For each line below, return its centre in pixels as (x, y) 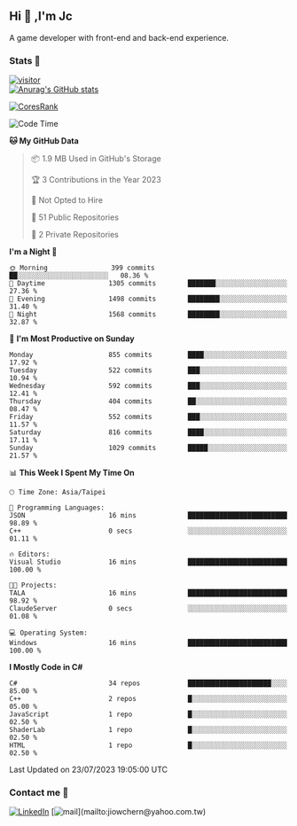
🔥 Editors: (30, 555)
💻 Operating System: (49, 633)
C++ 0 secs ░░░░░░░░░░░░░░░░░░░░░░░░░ (148, 531)
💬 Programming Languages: (57, 508)
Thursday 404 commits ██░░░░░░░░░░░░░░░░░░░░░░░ (148, 401)
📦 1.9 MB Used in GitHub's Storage (96, 159)
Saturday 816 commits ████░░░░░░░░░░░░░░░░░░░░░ (148, 432)
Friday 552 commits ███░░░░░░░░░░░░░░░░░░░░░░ (148, 417)
